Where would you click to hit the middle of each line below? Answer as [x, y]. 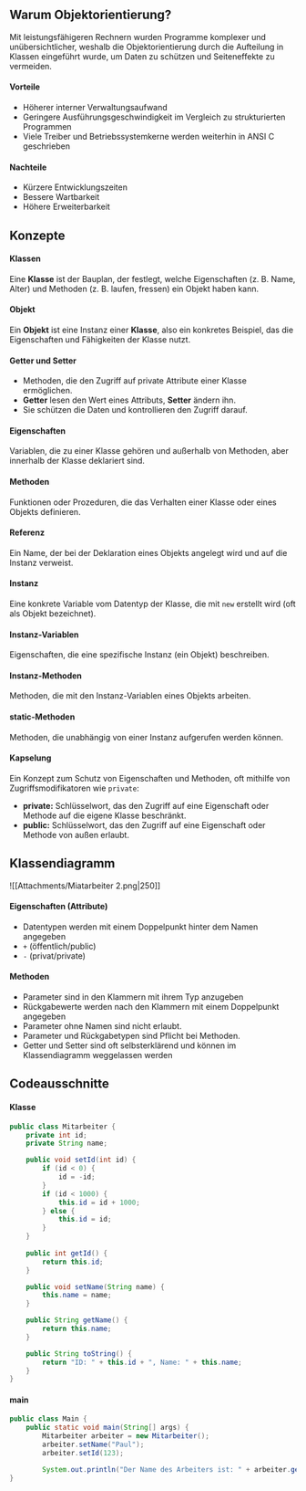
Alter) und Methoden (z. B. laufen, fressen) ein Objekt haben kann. [134, 289]
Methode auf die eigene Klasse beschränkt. [104, 815]
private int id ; [57, 1135]
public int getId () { [66, 1253]
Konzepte [37, 235]
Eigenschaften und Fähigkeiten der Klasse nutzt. [100, 340]
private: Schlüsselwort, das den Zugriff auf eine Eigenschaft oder [146, 805]
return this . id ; [73, 1262]
